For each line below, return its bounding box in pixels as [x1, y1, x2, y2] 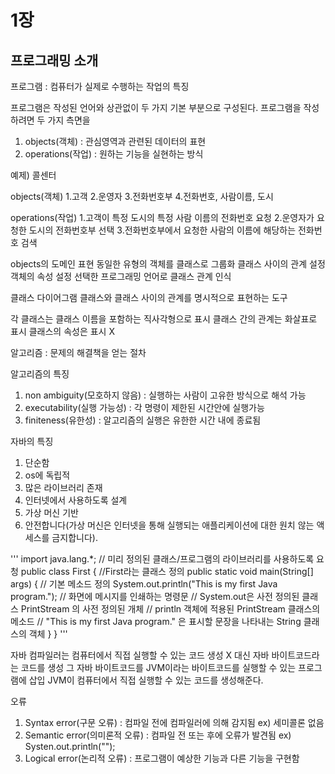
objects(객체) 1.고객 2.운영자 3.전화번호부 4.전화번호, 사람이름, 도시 [10, 191, 274, 202]
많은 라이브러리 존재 [24, 482, 103, 493]
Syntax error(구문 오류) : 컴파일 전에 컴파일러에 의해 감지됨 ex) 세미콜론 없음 [24, 717, 325, 728]
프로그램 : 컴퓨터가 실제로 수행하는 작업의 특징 [10, 81, 190, 92]
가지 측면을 [47, 114, 91, 126]
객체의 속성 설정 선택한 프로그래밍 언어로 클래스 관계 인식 [10, 271, 232, 282]
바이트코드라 [271, 649, 320, 661]
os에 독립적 [24, 469, 71, 481]
